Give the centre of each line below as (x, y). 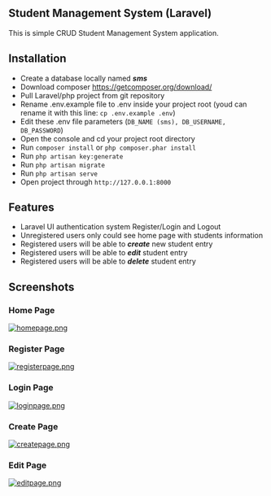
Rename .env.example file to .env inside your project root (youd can (133, 104)
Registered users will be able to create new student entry (116, 244)
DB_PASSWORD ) (42, 130)
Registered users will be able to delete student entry (108, 261)
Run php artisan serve (59, 173)
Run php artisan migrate (63, 164)
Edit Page (28, 465)
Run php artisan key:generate (72, 156)
